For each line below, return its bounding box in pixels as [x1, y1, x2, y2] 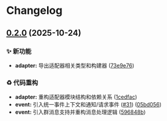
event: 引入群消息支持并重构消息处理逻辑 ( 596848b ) [14, 108, 146, 116]
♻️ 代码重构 [6, 78, 38, 87]
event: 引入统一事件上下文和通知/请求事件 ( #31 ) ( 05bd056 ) [14, 101, 162, 108]
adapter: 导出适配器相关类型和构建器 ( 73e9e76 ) [14, 62, 134, 69]
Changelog [6, 4, 63, 18]
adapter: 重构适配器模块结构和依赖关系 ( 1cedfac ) [14, 93, 137, 100]
